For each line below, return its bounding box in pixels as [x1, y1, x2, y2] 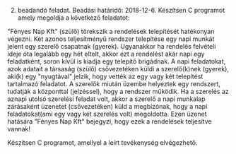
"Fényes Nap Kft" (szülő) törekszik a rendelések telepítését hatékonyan [7, 28, 215, 35]
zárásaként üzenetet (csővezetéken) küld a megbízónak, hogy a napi [7, 102, 208, 110]
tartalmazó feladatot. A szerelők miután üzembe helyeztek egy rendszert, [7, 80, 220, 88]
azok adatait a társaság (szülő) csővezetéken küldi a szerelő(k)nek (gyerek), [7, 65, 230, 73]
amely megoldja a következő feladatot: [17, 13, 130, 22]
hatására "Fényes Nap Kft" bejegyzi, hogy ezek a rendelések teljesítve [7, 117, 212, 126]
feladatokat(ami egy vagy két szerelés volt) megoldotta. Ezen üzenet [7, 109, 207, 118]
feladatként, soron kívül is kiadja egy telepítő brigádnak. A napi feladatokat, [7, 57, 226, 66]
